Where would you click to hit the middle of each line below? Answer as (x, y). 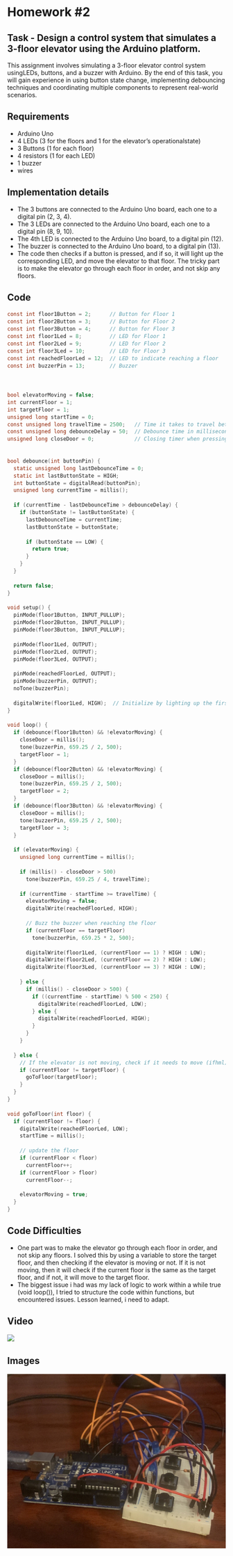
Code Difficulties (44, 1231)
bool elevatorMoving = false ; (51, 395)
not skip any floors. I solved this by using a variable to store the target (117, 1255)
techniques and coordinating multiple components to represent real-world (113, 87)
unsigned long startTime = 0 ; (51, 417)
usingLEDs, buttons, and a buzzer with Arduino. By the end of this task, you (115, 73)
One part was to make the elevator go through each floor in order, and (117, 1248)
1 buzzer (29, 163)
